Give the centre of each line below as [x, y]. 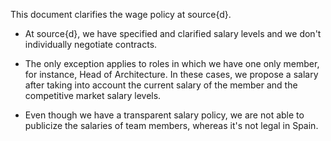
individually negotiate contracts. [91, 44]
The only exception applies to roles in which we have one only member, [172, 63]
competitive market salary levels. [93, 95]
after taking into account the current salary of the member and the [161, 85]
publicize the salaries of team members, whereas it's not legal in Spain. [171, 125]
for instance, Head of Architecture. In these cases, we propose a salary [171, 74]
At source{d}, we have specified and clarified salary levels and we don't [173, 33]
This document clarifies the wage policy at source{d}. [121, 14]
